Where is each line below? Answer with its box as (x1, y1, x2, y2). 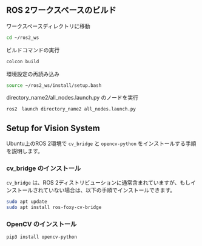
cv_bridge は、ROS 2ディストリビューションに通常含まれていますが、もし (6, 179, 191, 186)
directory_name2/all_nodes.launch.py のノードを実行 (6, 94, 138, 101)
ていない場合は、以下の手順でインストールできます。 (43, 186, 176, 194)
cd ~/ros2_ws (6, 35, 39, 41)
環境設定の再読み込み (6, 70, 59, 77)
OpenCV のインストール (6, 220, 77, 228)
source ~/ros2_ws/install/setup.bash (6, 82, 102, 89)
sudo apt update (6, 199, 47, 205)
